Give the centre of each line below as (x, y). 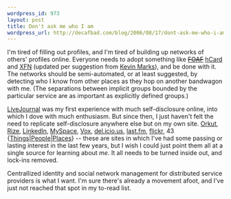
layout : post (26, 20)
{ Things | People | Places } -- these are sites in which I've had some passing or (115, 139)
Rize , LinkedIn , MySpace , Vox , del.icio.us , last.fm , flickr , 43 (91, 131)
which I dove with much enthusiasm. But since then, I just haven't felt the (111, 117)
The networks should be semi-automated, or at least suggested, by (102, 74)
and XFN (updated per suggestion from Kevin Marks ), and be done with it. (112, 67)
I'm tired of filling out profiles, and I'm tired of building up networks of (106, 52)
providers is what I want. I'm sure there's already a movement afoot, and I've (115, 181)
